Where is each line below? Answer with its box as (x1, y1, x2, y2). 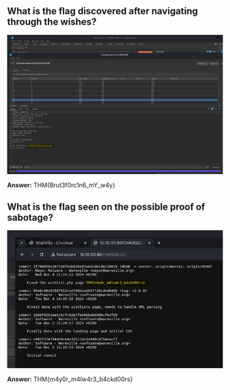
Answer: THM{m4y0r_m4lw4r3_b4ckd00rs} (7, 375, 133, 383)
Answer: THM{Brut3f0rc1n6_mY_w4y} (7, 181, 116, 189)
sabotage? (7, 212, 53, 223)
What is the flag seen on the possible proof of (7, 201, 205, 212)
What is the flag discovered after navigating (7, 5, 199, 17)
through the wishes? (7, 16, 97, 28)
